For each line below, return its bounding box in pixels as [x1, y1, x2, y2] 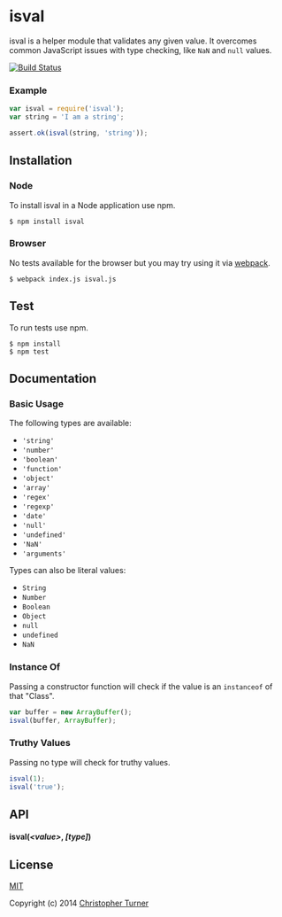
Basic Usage [9, 397, 65, 409]
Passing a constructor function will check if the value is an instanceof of [9, 680, 273, 692]
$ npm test [9, 347, 50, 356]
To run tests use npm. [9, 322, 88, 333]
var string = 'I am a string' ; [9, 113, 125, 121]
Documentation [9, 371, 97, 386]
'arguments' [21, 549, 66, 559]
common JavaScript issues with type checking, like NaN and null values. [9, 44, 272, 55]
